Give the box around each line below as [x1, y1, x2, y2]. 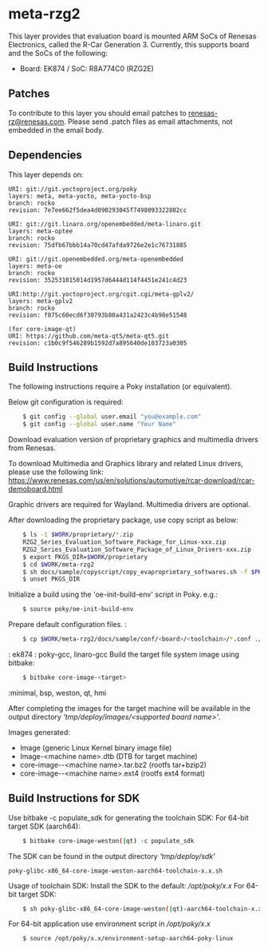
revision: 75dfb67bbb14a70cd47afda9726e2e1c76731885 [8, 241, 187, 249]
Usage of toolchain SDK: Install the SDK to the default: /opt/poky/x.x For [8, 880, 245, 890]
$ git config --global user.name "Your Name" [22, 421, 177, 429]
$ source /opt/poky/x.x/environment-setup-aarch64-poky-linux [22, 935, 234, 943]
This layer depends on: [8, 170, 84, 179]
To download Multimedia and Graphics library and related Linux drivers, [8, 459, 243, 469]
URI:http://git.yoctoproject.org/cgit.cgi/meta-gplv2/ [8, 289, 195, 298]
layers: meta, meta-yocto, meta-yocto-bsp [8, 192, 152, 200]
